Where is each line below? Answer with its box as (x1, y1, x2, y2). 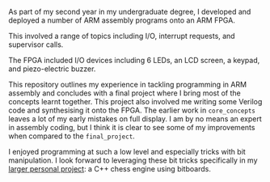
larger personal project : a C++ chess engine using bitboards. (8, 164, 212, 173)
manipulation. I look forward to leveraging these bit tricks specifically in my (8, 155, 258, 165)
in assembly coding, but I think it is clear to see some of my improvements (8, 123, 255, 132)
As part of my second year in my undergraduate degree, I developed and (8, 7, 251, 16)
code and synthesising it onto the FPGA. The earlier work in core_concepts (8, 105, 256, 115)
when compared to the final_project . (8, 131, 135, 141)
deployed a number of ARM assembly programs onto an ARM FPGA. (8, 15, 236, 25)
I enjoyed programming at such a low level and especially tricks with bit (8, 147, 247, 156)
